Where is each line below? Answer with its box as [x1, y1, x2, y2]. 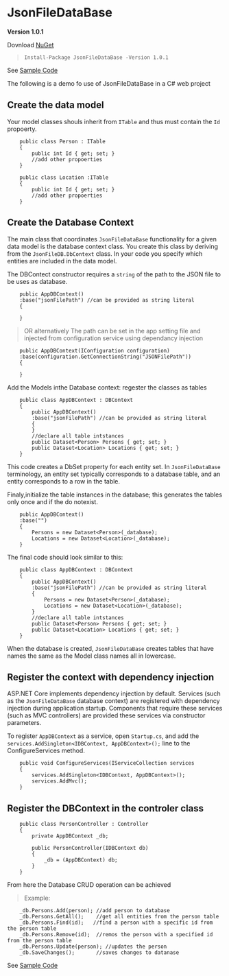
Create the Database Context [7, 217, 134, 228]
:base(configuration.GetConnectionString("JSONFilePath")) [19, 353, 192, 360]
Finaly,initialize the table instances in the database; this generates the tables [7, 490, 223, 499]
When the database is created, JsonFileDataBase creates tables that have [7, 644, 214, 652]
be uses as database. [7, 277, 68, 285]
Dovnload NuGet [7, 40, 54, 49]
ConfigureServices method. [7, 746, 86, 755]
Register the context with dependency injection [7, 671, 215, 683]
